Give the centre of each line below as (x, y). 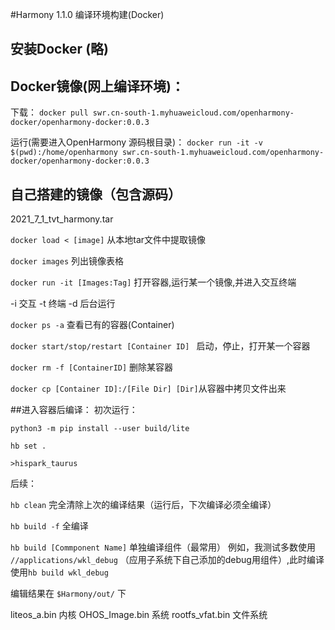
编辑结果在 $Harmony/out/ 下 (68, 594)
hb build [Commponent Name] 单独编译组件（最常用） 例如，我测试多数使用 (163, 547)
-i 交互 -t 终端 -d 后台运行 (63, 304)
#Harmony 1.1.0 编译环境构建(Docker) (87, 14)
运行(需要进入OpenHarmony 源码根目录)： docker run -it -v (136, 142)
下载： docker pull (49, 112)
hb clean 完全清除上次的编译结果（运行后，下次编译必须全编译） (143, 505)
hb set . (28, 446)
